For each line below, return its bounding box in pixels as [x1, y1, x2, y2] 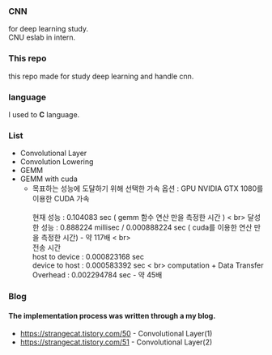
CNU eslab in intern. [8, 32, 76, 42]
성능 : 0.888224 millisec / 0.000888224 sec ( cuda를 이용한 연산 [40, 222, 253, 232]
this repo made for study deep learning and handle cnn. [8, 71, 194, 81]
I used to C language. [8, 109, 80, 119]
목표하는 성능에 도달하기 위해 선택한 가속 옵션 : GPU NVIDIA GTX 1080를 [32, 184, 264, 193]
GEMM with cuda [19, 174, 79, 184]
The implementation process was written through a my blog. [8, 311, 216, 320]
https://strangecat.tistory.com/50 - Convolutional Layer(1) [19, 329, 213, 339]
